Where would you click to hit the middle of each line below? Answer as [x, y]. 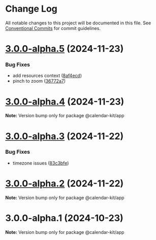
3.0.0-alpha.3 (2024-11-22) [64, 136]
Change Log [31, 9]
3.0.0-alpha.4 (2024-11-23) [65, 101]
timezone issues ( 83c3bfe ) [41, 163]
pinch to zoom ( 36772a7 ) [39, 81]
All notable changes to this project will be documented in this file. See [78, 23]
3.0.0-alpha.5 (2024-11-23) [65, 49]
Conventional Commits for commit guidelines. [53, 28]
